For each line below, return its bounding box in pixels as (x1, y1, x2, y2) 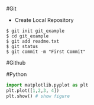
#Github (6, 59, 26, 66)
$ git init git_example (6, 28, 65, 34)
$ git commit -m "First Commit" (6, 49, 86, 55)
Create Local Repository (14, 17, 74, 23)
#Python (6, 71, 27, 78)
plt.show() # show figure (6, 93, 70, 99)
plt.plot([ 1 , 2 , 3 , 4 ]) (6, 87, 60, 94)
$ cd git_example (6, 33, 49, 39)
